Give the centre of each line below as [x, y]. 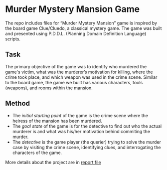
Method [18, 103]
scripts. [13, 39]
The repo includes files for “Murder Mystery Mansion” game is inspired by [81, 23]
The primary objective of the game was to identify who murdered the [76, 66]
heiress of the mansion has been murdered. [57, 121]
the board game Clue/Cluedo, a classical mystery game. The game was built [83, 28]
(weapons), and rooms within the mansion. [49, 88]
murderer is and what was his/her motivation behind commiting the [81, 131]
